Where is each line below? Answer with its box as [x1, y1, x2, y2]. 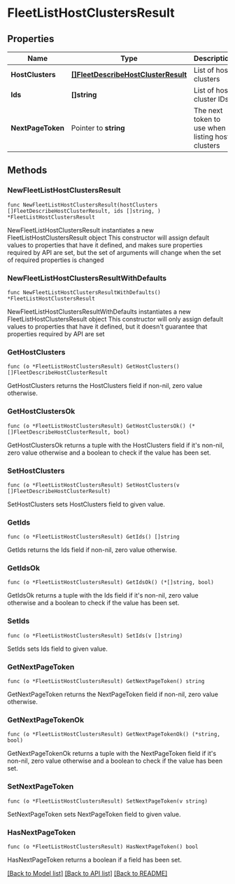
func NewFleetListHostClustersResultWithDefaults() [7, 289, 161, 296]
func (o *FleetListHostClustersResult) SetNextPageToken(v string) [7, 797, 208, 805]
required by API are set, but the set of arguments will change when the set [7, 248, 222, 256]
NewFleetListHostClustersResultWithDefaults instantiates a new [7, 307, 191, 316]
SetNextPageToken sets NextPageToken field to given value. [7, 810, 181, 818]
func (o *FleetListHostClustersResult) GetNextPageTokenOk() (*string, [7, 731, 220, 738]
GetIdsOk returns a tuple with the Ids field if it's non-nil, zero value [7, 591, 199, 600]
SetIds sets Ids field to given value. [7, 644, 108, 653]
